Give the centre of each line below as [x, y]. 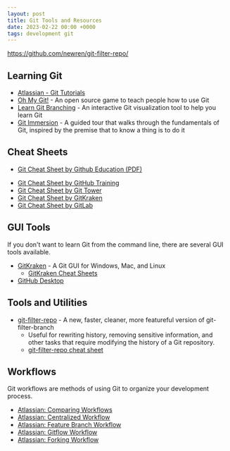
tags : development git [40, 33]
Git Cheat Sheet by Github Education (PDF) [80, 169]
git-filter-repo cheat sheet [65, 350]
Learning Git [35, 76]
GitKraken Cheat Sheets [63, 273]
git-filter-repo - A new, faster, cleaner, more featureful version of [111, 320]
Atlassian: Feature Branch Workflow [69, 425]
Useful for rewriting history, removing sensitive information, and [120, 335]
